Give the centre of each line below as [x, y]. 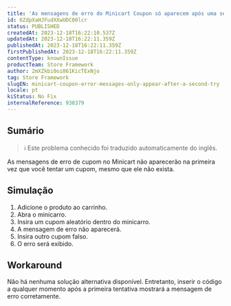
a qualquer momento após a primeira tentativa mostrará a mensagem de [109, 289]
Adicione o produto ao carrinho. [62, 207]
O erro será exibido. [45, 243]
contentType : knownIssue [43, 58]
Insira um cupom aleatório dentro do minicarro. [84, 221]
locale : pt [23, 90]
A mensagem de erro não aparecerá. [69, 229]
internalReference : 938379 [46, 103]
